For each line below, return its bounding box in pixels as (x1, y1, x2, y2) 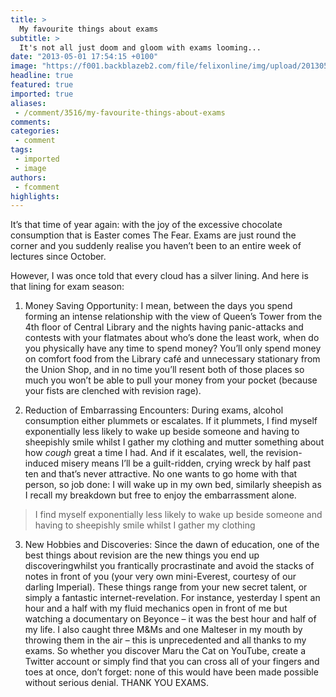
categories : (10, 126, 60, 136)
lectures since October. (10, 251, 107, 263)
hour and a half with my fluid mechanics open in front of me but (24, 602, 288, 615)
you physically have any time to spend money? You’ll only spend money (24, 342, 322, 355)
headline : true (10, 71, 74, 81)
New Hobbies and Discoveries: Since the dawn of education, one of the (24, 539, 320, 551)
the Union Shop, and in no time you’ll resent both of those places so (24, 364, 305, 376)
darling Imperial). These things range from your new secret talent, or (24, 581, 308, 593)
